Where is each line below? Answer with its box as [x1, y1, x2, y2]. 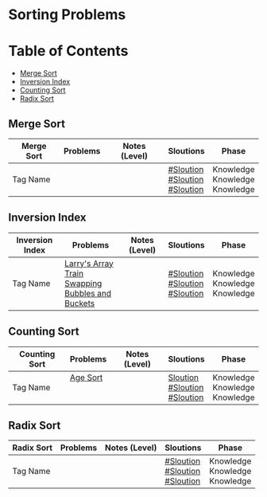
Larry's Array [64, 257, 114, 268]
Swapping [64, 277, 103, 288]
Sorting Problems [8, 6, 126, 24]
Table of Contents [8, 42, 129, 61]
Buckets [64, 297, 95, 308]
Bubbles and [64, 288, 112, 299]
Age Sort [69, 372, 103, 383]
